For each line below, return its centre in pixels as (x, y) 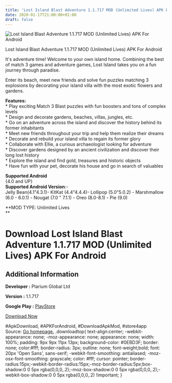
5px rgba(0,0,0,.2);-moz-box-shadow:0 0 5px (79, 370)
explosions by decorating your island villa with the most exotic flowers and (84, 85)
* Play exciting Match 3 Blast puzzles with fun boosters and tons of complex (86, 106)
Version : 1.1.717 (22, 297)
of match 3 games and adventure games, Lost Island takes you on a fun (81, 65)
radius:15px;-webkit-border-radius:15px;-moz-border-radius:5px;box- (79, 364)
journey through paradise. (33, 70)
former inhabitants (25, 128)
